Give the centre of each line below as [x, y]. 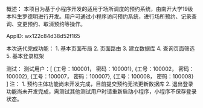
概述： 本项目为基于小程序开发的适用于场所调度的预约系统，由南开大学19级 [100, 9]
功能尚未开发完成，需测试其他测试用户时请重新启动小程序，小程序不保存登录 [101, 91]
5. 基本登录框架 [25, 56]
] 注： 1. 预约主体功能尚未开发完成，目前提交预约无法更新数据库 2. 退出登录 [100, 84]
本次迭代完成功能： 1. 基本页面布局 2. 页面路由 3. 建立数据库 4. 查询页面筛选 [101, 48]
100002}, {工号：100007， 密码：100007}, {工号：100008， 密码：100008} [100, 76]
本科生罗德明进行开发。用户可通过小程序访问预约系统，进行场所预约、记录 [99, 16]
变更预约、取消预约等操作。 [51, 24]
